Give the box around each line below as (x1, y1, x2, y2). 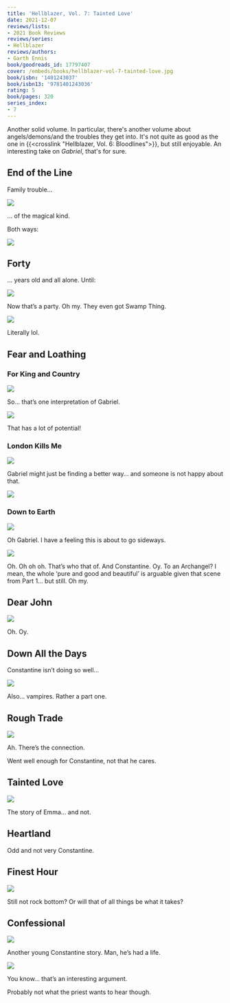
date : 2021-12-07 (7, 17, 57, 23)
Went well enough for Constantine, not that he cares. (7, 757, 157, 765)
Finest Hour (7, 866, 58, 878)
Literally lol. (7, 329, 40, 337)
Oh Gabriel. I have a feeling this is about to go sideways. (7, 535, 166, 544)
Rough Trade (7, 712, 63, 724)
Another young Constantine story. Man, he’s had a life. (7, 949, 161, 957)
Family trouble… (7, 185, 53, 194)
